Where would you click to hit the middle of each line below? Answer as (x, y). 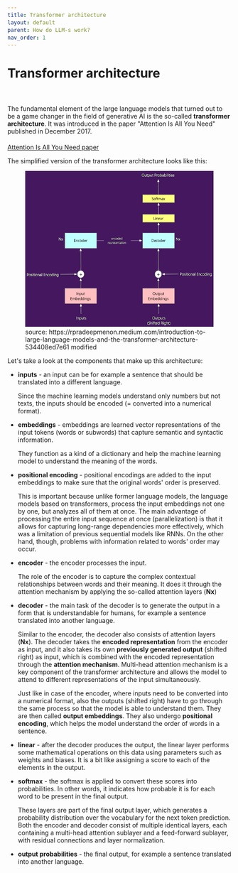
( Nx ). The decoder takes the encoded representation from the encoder (123, 642)
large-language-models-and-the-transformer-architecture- (112, 340)
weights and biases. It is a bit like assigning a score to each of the (114, 760)
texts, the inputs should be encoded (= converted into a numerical (114, 403)
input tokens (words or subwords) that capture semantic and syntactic (120, 433)
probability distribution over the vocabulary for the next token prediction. (124, 818)
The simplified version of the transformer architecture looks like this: (107, 161)
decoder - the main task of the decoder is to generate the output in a (119, 606)
